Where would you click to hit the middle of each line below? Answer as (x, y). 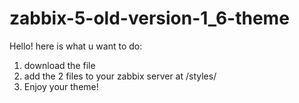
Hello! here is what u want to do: (76, 46)
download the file (59, 65)
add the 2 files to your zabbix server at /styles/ (120, 76)
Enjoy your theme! (61, 86)
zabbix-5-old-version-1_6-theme (149, 18)
